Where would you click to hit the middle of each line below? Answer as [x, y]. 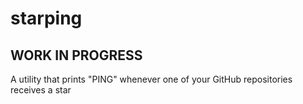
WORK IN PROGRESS [76, 55]
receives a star [41, 90]
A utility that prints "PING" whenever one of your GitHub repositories [151, 79]
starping [46, 18]
